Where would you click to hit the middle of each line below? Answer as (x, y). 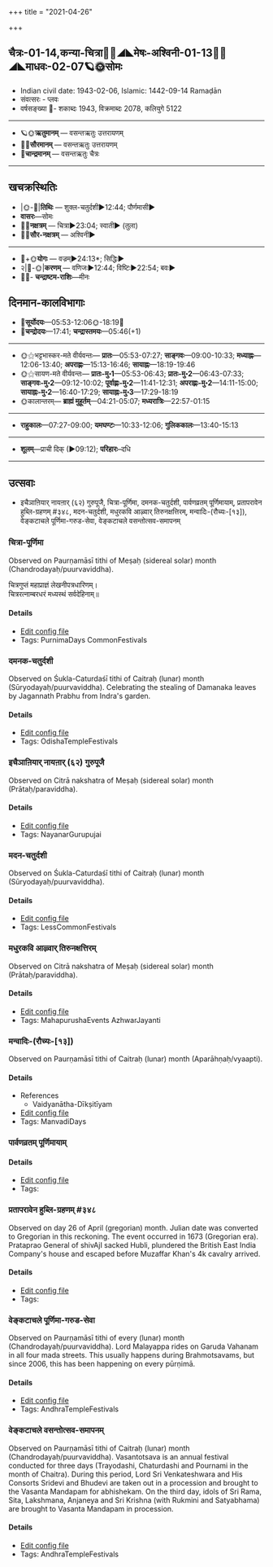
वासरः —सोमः (37, 216)
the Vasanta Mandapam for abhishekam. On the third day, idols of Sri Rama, (135, 1491)
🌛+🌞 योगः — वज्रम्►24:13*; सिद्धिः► (72, 258)
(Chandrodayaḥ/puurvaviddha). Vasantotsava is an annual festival (119, 1456)
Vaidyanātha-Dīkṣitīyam (72, 1104)
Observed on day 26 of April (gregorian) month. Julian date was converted (133, 1227)
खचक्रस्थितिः (33, 188)
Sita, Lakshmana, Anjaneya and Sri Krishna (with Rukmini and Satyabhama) (134, 1500)
